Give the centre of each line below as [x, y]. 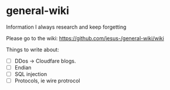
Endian [23, 67]
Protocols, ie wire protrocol [47, 81]
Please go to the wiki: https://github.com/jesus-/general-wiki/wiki [85, 38]
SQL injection [31, 74]
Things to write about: [33, 49]
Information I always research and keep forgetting [66, 27]
